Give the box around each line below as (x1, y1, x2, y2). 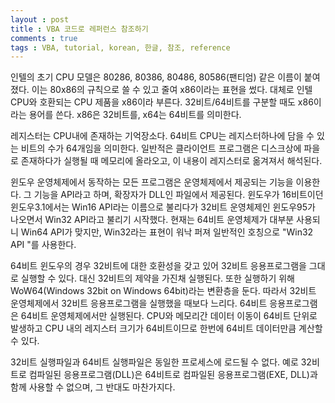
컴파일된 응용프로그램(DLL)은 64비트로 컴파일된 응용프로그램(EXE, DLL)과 (28, 369, 318, 381)
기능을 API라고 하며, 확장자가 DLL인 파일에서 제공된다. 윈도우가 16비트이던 (33, 189, 324, 201)
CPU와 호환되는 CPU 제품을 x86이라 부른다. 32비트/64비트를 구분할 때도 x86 (10, 96, 314, 108)
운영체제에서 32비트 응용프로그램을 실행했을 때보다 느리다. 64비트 (10, 297, 268, 310)
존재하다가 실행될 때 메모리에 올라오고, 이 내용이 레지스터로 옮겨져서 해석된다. (20, 155, 323, 167)
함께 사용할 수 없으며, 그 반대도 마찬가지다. (10, 381, 176, 393)
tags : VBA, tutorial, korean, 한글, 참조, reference (10, 42, 231, 53)
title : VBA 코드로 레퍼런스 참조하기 (10, 24, 149, 34)
